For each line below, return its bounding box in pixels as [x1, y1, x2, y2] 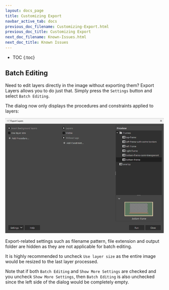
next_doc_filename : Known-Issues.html [5, 35, 87, 40]
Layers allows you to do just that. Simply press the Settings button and [5, 87, 152, 93]
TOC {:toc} [12, 54, 35, 60]
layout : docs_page [5, 8, 44, 13]
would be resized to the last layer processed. [5, 258, 99, 264]
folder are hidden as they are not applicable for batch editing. [5, 243, 132, 249]
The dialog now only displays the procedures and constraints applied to [5, 103, 154, 109]
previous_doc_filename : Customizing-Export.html [5, 24, 109, 29]
